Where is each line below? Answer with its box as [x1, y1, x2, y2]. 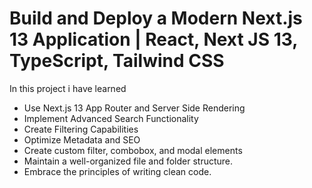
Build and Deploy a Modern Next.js [9, 7, 303, 30]
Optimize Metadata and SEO [23, 133, 141, 146]
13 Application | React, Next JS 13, [9, 28, 298, 51]
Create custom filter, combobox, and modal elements [23, 144, 243, 156]
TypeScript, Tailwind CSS [9, 50, 225, 72]
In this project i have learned [9, 82, 127, 94]
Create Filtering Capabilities [23, 123, 139, 135]
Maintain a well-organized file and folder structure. [23, 155, 234, 167]
